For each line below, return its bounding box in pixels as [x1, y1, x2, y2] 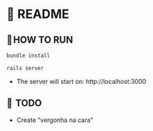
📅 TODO [6, 97, 42, 110]
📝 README [6, 6, 70, 22]
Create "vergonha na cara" [16, 116, 94, 124]
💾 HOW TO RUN [6, 34, 73, 46]
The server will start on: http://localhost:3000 [16, 77, 147, 85]
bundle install [6, 52, 51, 59]
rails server [6, 64, 44, 71]
